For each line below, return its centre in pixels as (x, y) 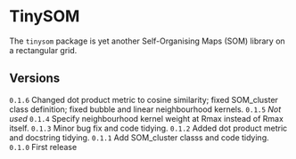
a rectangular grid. (43, 50)
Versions (35, 79)
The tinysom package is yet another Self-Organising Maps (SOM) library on (147, 41)
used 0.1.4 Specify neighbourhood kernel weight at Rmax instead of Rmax (146, 118)
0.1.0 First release (43, 147)
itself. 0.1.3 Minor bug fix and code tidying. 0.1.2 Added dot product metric (148, 128)
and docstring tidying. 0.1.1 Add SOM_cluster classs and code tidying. (139, 137)
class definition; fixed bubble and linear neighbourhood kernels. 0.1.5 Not (145, 109)
